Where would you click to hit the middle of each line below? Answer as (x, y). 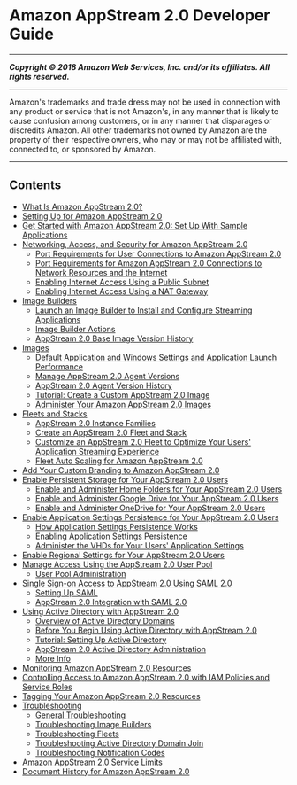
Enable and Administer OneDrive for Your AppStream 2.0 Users (150, 508)
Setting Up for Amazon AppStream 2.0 (92, 216)
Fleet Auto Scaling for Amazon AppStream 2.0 (119, 461)
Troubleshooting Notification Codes (100, 752)
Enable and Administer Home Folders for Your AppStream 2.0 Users (159, 489)
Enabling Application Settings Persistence (111, 536)
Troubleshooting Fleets (77, 734)
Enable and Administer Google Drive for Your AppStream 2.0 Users (157, 498)
